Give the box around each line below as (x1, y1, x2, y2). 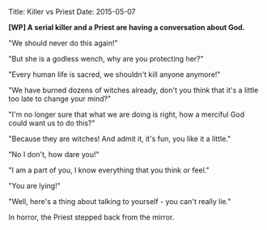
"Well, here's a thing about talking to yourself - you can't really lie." (8, 197, 231, 206)
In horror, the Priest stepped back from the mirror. (8, 212, 175, 222)
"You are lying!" (8, 181, 61, 190)
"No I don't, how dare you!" (8, 150, 100, 159)
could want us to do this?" (8, 118, 95, 128)
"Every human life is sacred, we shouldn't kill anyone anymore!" (8, 70, 221, 79)
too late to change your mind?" (8, 94, 112, 104)
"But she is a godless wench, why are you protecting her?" (8, 54, 204, 63)
